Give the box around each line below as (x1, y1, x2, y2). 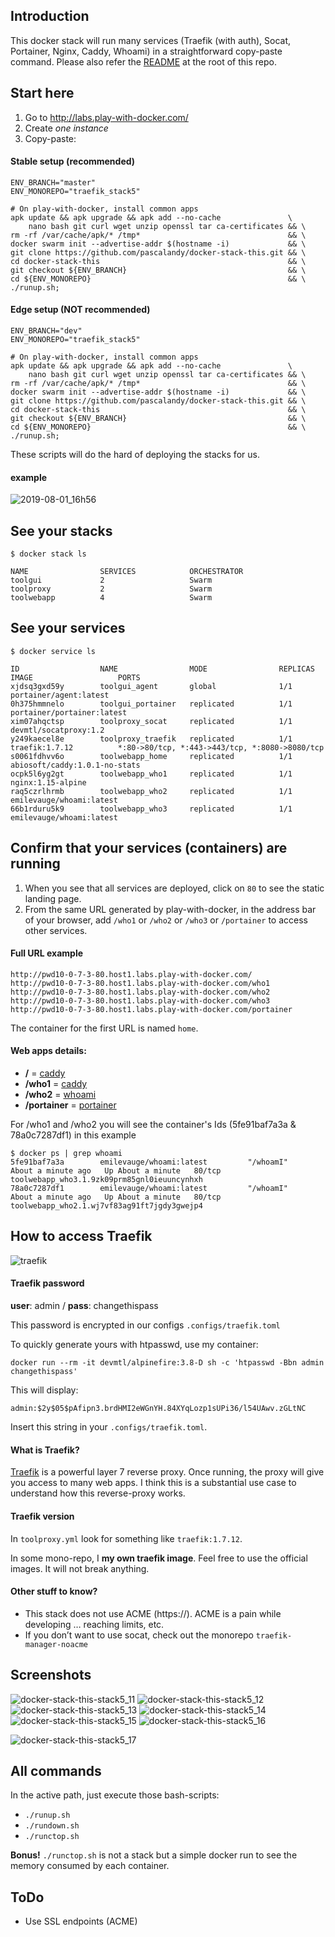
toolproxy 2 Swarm (10, 584, 213, 594)
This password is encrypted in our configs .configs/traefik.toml (10, 1319, 281, 1331)
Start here (10, 85, 75, 102)
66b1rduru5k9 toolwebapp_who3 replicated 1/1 (10, 804, 293, 814)
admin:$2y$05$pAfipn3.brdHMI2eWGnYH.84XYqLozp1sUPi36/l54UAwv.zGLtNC (10, 1404, 307, 1414)
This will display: (10, 1384, 79, 1396)
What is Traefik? (10, 1444, 80, 1456)
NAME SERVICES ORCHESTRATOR (10, 567, 244, 577)
